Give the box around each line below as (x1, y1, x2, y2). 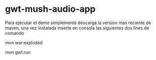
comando (5, 30, 25, 36)
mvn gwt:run (5, 49, 31, 55)
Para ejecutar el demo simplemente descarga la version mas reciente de (5, 20, 151, 26)
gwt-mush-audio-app (5, 3, 96, 15)
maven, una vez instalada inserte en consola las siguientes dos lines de (5, 25, 150, 30)
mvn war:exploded (5, 39, 43, 45)
